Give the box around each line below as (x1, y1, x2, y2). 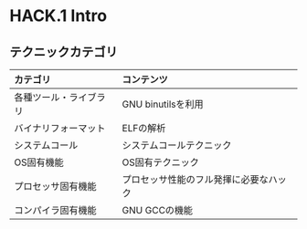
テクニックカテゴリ (9, 44, 118, 59)
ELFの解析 (122, 122, 166, 134)
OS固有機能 (14, 156, 64, 169)
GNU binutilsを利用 (122, 98, 204, 110)
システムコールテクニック (122, 139, 232, 151)
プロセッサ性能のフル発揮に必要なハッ (122, 173, 288, 185)
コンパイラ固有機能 (14, 204, 98, 216)
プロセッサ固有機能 (14, 180, 98, 193)
